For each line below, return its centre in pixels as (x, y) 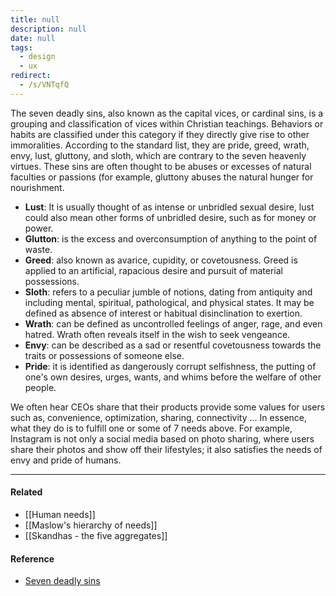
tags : (21, 47)
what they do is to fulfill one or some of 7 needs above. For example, (151, 428)
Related (26, 492)
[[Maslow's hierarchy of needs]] (91, 525)
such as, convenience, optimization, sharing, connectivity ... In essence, (159, 417)
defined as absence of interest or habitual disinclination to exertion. (163, 313)
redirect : (31, 76)
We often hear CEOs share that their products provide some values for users (168, 407)
